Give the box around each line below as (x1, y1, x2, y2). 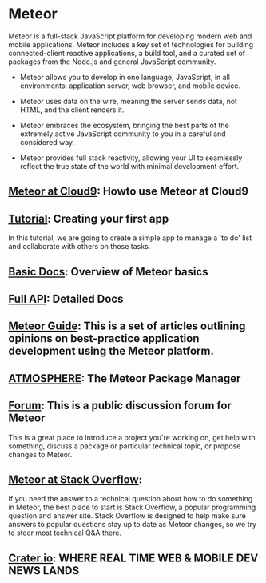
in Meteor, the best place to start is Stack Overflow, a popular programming (8, 502, 256, 513)
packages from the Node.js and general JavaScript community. (8, 57, 216, 66)
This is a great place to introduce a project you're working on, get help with (8, 432, 256, 442)
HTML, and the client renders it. (19, 105, 125, 115)
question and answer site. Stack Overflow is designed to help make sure (8, 511, 246, 521)
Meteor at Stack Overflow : (8, 472, 142, 486)
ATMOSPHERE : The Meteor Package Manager (8, 372, 241, 385)
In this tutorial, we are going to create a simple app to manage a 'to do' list (8, 233, 252, 243)
